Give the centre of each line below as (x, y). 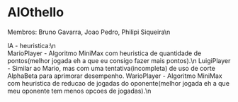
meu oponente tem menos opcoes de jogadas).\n (79, 91)
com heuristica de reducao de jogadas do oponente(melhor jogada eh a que (119, 83)
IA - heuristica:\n (32, 45)
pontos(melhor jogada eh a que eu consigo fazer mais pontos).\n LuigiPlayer (119, 60)
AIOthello (36, 12)
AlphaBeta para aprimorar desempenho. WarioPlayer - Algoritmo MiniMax (115, 76)
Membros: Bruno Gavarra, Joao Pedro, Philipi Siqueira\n (89, 32)
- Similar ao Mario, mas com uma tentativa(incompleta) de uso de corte (112, 68)
